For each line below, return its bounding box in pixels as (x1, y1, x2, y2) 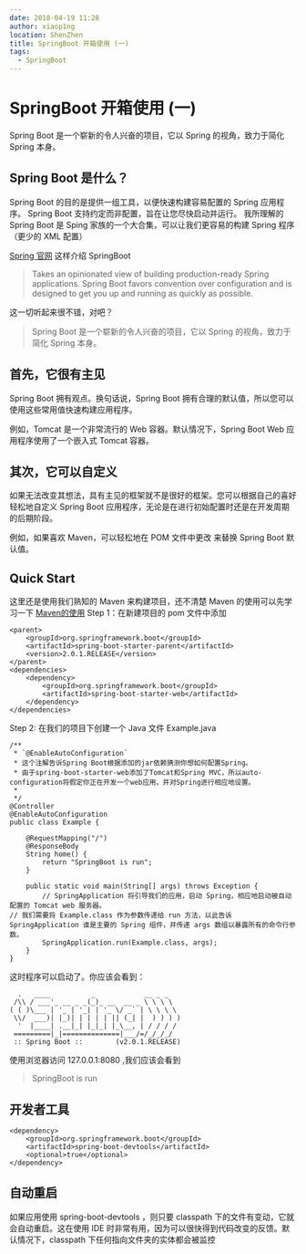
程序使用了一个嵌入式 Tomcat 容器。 (16, 434, 155, 445)
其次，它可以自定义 (9, 464, 117, 479)
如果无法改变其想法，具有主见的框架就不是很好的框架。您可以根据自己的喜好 (9, 490, 297, 501)
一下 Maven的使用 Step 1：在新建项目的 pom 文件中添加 (16, 608, 228, 619)
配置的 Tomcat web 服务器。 (9, 901, 107, 911)
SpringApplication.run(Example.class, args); (42, 938, 219, 947)
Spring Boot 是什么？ (9, 171, 129, 186)
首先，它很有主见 (9, 367, 106, 382)
